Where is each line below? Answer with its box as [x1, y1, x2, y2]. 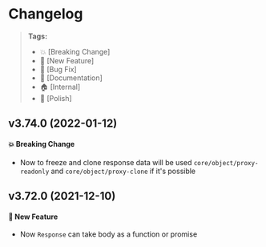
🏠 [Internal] [39, 82, 81, 91]
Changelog [8, 5, 83, 23]
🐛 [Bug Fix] [39, 64, 78, 74]
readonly [19, 168, 50, 176]
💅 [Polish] [39, 93, 72, 103]
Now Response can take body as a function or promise [19, 229, 198, 239]
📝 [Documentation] [39, 73, 103, 83]
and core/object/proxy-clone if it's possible [50, 166, 196, 176]
